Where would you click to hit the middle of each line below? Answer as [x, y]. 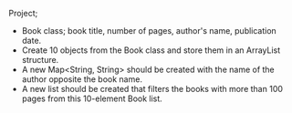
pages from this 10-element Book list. [92, 98]
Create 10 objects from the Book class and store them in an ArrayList [151, 50]
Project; [23, 13]
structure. [40, 60]
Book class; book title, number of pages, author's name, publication [149, 31]
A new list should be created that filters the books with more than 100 [152, 89]
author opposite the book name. [82, 79]
